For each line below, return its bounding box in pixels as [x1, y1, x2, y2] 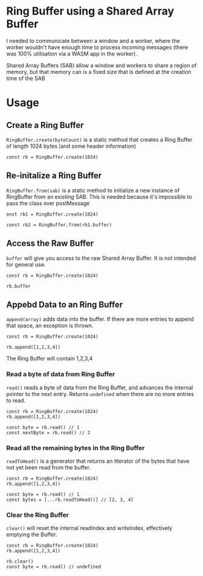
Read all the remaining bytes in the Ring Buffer [6, 443, 145, 452]
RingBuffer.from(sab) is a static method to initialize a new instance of [6, 187, 180, 194]
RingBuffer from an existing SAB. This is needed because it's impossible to [6, 193, 192, 200]
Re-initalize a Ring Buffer [6, 171, 102, 181]
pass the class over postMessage [6, 199, 90, 207]
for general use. [6, 260, 46, 268]
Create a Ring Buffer [6, 120, 84, 130]
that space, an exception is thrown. [6, 322, 94, 329]
